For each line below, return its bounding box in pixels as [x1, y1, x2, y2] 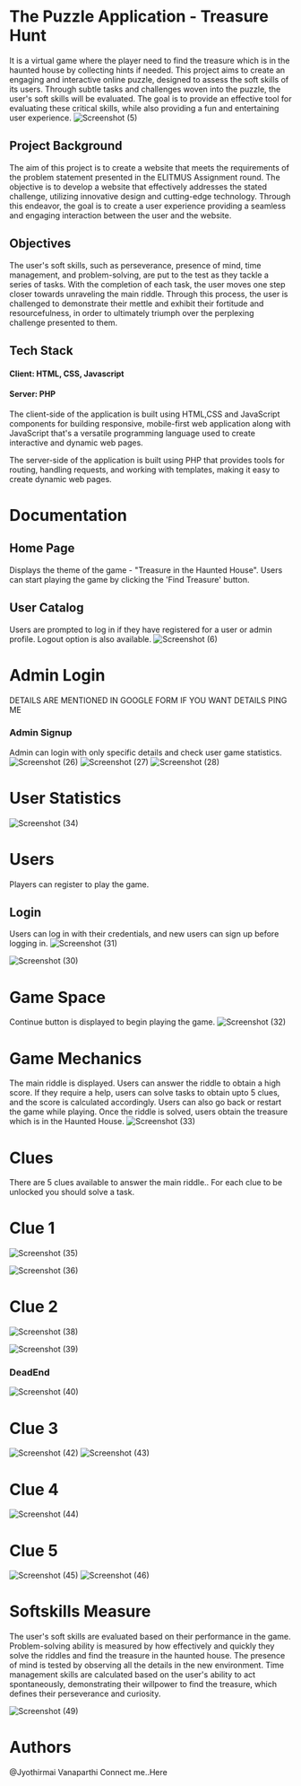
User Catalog [9, 600, 84, 616]
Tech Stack [9, 343, 73, 358]
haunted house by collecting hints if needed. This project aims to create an [9, 65, 286, 75]
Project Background [9, 138, 123, 154]
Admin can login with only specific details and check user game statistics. [9, 747, 282, 758]
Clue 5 [9, 1540, 58, 1561]
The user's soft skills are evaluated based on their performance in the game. [9, 1632, 291, 1642]
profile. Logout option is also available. [9, 633, 152, 644]
